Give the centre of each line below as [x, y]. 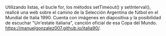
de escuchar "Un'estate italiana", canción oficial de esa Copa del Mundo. [81, 23]
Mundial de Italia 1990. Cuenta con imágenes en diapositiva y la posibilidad [83, 18]
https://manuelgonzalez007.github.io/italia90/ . [53, 28]
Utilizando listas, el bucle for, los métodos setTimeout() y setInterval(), [78, 7]
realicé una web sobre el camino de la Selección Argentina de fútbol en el [82, 12]
